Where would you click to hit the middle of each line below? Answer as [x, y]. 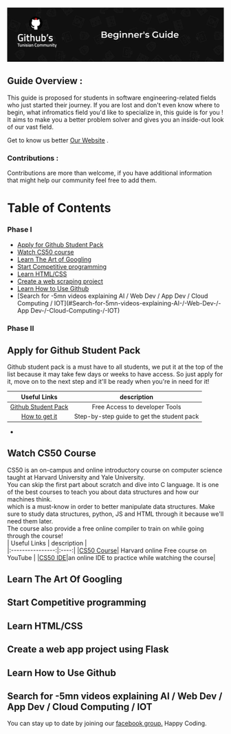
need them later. [30, 521]
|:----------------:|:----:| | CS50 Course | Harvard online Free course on [107, 550]
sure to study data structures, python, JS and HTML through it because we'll [115, 514]
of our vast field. [30, 127]
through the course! [35, 536]
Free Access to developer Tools [136, 407]
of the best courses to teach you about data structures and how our [103, 492]
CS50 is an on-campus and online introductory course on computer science [115, 470]
